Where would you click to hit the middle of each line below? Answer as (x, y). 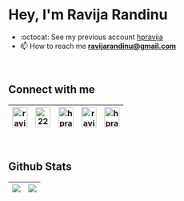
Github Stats (40, 167)
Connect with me (52, 90)
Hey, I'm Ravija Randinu (88, 15)
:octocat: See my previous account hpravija (92, 37)
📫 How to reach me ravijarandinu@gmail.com (98, 46)
